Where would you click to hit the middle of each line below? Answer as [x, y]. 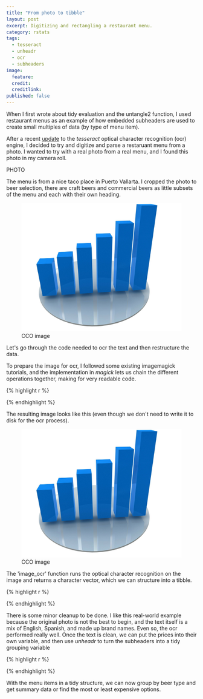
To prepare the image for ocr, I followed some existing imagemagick [91, 366]
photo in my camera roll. [37, 158]
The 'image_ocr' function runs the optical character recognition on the [94, 574]
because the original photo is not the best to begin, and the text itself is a [97, 622]
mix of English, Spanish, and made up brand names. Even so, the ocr [92, 629]
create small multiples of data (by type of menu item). [73, 127]
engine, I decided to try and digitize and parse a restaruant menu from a [96, 145]
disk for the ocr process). [38, 420]
